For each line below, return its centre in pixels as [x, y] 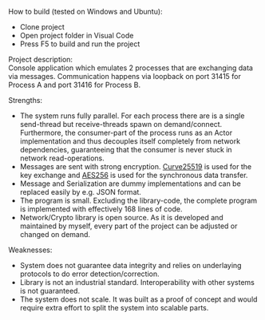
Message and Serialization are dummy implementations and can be [130, 184]
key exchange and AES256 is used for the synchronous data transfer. [134, 175]
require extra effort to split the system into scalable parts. [114, 308]
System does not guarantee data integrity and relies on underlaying [131, 265]
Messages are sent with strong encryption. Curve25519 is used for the [136, 166]
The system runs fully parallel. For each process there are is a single [132, 116]
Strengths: [25, 100]
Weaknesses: [30, 250]
